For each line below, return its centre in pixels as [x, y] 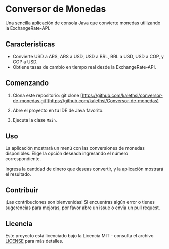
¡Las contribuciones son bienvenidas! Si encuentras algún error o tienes [80, 202]
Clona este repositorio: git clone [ [47, 95]
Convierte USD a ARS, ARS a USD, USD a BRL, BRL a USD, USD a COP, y [88, 56]
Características [30, 44]
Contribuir [22, 190]
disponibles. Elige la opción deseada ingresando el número [67, 154]
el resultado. [18, 174]
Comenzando [27, 83]
